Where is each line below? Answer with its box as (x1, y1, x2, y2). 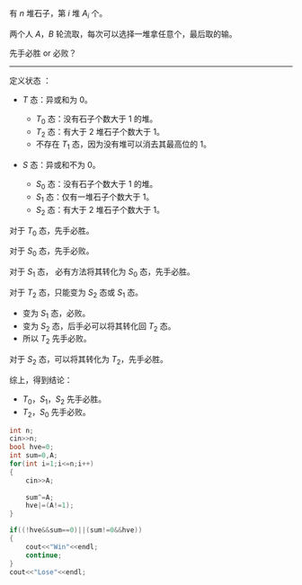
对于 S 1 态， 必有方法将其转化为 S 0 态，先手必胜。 (9, 266, 195, 279)
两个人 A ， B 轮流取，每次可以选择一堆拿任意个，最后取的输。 (9, 28, 237, 39)
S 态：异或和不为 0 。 (22, 160, 101, 171)
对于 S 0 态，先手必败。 (9, 245, 94, 259)
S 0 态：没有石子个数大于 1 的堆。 (35, 179, 158, 191)
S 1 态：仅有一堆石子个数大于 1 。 (35, 191, 155, 204)
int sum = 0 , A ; (9, 451, 58, 460)
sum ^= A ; (25, 492, 54, 501)
